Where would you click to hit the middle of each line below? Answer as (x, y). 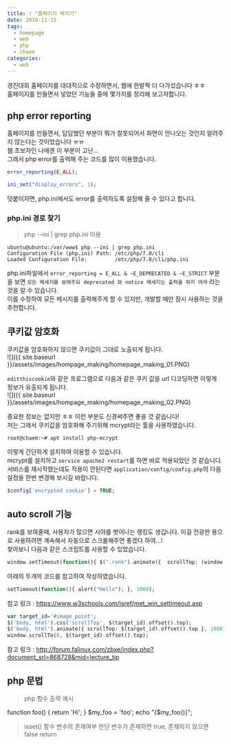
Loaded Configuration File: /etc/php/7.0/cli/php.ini (98, 260)
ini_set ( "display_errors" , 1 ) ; (52, 185)
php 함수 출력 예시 (49, 699)
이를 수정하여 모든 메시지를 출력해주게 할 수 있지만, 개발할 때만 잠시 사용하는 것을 (115, 299)
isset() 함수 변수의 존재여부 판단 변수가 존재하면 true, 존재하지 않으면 (116, 727)
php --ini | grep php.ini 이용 (63, 234)
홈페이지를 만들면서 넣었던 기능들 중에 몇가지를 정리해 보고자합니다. (97, 94)
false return (40, 734)
